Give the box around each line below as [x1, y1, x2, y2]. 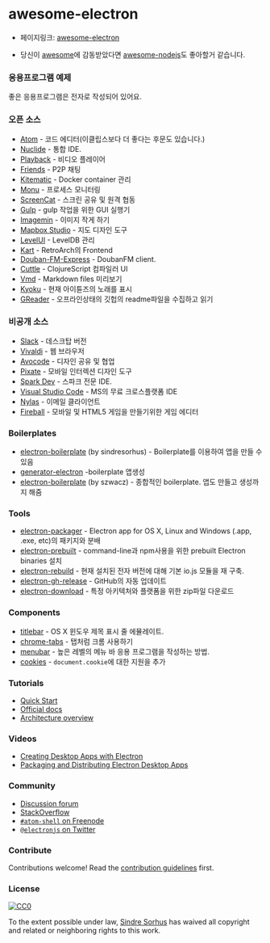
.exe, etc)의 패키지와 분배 [19, 536, 101, 545]
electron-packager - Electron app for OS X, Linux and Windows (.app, [19, 526, 252, 536]
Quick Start [19, 696, 58, 705]
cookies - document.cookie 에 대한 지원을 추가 [19, 656, 166, 667]
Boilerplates [8, 427, 57, 439]
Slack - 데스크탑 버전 [19, 336, 87, 346]
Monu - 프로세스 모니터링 [19, 184, 101, 194]
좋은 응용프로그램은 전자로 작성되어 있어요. [8, 92, 143, 102]
